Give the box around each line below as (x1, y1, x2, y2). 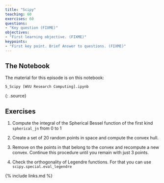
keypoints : (5, 39, 27, 44)
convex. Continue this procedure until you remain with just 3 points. (12, 150, 149, 156)
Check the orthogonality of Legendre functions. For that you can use (12, 159, 151, 165)
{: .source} (5, 93, 27, 99)
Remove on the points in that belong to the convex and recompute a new (12, 144, 160, 150)
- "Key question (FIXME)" (5, 26, 58, 30)
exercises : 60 (5, 16, 34, 21)
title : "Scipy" (5, 7, 36, 12)
